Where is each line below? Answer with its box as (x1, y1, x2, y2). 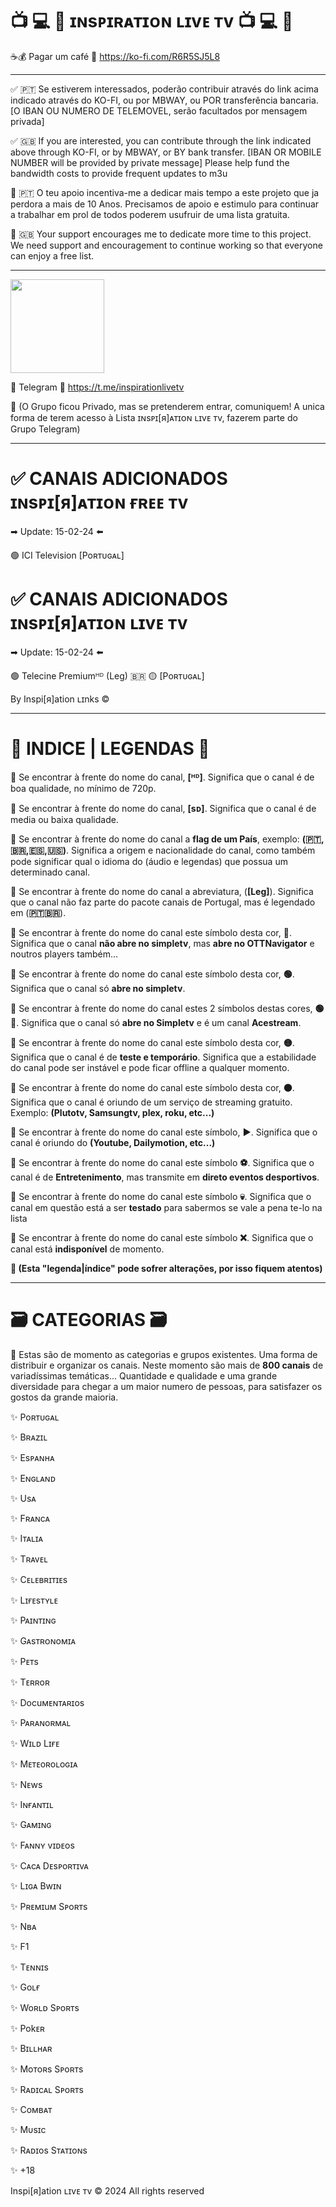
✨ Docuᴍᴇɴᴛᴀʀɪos (10, 1696, 85, 1708)
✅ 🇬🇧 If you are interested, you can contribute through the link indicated (10, 134, 312, 147)
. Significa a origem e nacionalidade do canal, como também (65, 844, 316, 856)
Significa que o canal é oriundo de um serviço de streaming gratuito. (10, 1096, 293, 1108)
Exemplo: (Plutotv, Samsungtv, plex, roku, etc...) (10, 1106, 215, 1118)
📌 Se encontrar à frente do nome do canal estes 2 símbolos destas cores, (10, 1002, 313, 1014)
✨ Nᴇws (10, 1778, 43, 1790)
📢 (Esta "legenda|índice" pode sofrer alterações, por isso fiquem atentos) (10, 1262, 323, 1274)
